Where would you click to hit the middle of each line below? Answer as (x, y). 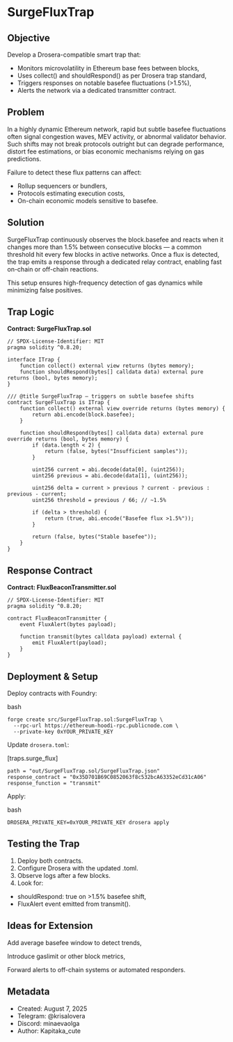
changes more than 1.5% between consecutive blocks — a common (104, 247)
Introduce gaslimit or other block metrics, (66, 956)
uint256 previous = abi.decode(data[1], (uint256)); (110, 476)
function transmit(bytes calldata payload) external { (101, 637)
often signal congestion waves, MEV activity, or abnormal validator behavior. (117, 136)
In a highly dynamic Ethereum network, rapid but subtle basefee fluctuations (116, 129)
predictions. (24, 158)
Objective (29, 38)
